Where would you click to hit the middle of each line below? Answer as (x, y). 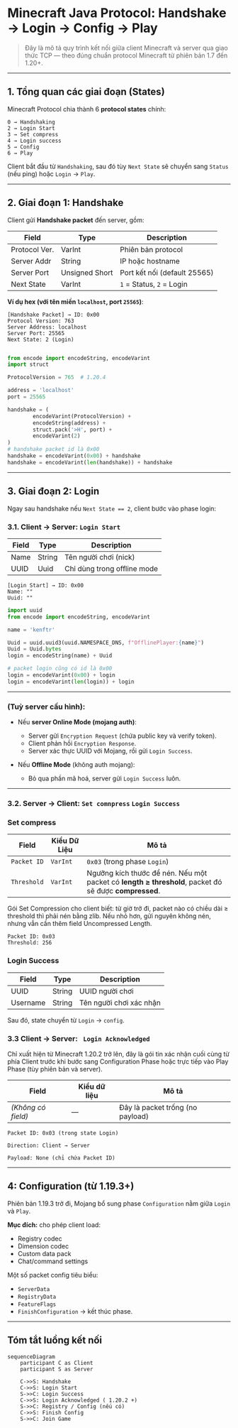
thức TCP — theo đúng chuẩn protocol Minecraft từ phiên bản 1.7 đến (126, 55)
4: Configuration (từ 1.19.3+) (71, 1186)
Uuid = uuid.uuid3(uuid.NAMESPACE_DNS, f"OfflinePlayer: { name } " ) (106, 643)
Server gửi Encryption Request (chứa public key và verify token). (123, 736)
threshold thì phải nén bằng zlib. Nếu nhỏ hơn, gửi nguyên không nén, (109, 916)
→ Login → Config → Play (83, 28)
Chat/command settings (53, 1261)
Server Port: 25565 (36, 333)
